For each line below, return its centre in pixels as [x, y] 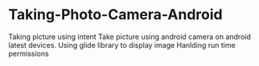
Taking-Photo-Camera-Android [115, 15]
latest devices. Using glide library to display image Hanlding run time [122, 45]
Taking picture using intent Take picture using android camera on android [129, 37]
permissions [29, 53]
